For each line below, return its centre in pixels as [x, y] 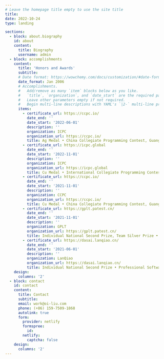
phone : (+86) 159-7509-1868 [47, 308]
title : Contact [33, 295]
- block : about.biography [36, 37]
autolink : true [33, 313]
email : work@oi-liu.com [42, 303]
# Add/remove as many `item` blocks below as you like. [78, 91]
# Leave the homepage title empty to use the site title [64, 9]
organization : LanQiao [50, 259]
